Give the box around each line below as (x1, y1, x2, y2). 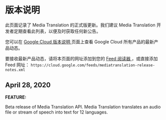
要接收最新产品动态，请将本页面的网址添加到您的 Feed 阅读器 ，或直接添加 (5, 55, 158, 61)
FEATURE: (5, 94, 26, 100)
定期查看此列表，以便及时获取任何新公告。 (13, 28, 101, 34)
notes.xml (5, 67, 26, 72)
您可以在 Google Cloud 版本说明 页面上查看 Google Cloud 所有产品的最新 (5, 38, 155, 45)
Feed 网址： (5, 62, 30, 68)
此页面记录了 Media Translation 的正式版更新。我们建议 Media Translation (5, 22, 156, 28)
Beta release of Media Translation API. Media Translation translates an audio (5, 104, 161, 110)
